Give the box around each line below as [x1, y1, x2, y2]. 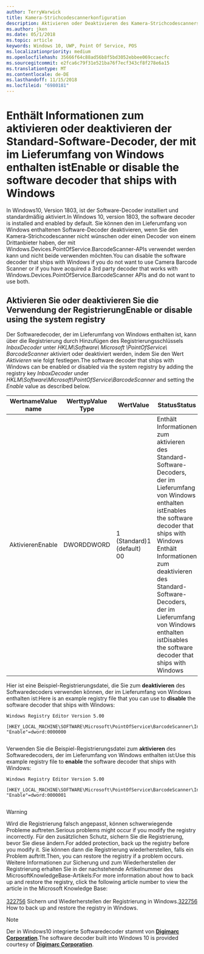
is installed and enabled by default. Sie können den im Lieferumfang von [6, 219, 187, 227]
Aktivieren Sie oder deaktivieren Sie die [6, 295, 159, 306]
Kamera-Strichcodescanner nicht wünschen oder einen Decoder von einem [6, 232, 196, 239]
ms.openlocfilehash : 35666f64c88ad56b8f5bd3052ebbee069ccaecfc [6, 54, 170, 60]
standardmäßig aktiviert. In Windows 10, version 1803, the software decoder [6, 213, 195, 220]
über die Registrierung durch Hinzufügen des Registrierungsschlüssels [6, 337, 183, 344]
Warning [6, 808, 27, 815]
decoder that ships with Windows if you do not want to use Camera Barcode [6, 258, 197, 266]
